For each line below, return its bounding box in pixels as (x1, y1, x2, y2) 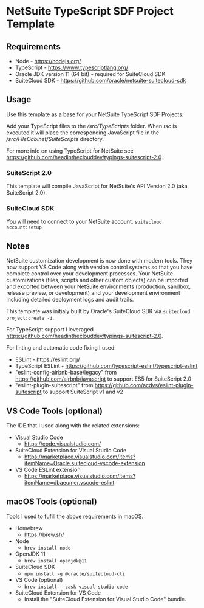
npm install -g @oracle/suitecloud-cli (24, 570, 126, 577)
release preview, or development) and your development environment (6, 289, 181, 297)
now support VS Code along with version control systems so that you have (6, 263, 193, 271)
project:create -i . (6, 314, 55, 322)
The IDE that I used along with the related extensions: (6, 422, 140, 429)
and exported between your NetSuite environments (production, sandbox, (6, 283, 191, 290)
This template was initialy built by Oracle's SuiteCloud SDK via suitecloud (6, 308, 191, 315)
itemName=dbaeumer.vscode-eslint (24, 479, 115, 486)
